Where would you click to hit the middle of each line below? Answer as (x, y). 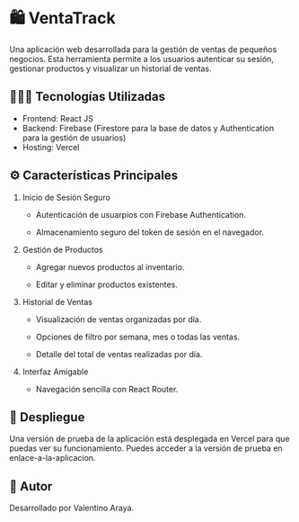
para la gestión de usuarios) (74, 138)
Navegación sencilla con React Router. (107, 389)
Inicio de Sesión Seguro (66, 197)
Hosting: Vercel (51, 147)
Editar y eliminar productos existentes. (106, 284)
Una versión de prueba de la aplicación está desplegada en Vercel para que (149, 439)
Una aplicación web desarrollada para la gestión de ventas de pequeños (143, 49)
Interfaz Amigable (55, 372)
